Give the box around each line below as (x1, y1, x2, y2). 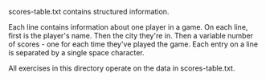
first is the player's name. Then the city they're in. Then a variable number (8, 31, 254, 40)
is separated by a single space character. (8, 48, 145, 57)
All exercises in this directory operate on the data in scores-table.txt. (8, 63, 235, 73)
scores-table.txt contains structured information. (8, 7, 170, 16)
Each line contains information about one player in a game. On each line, (8, 22, 248, 31)
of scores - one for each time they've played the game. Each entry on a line (8, 39, 259, 49)
